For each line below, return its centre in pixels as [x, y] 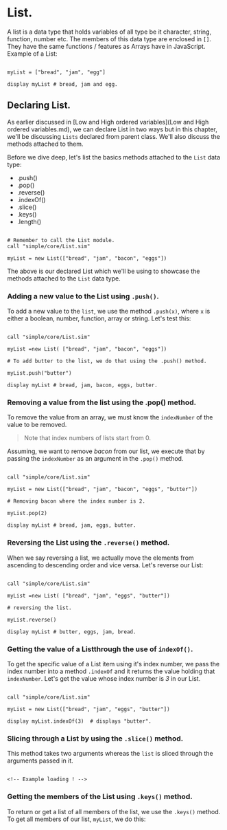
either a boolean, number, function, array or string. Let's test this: [99, 318]
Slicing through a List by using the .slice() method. [95, 739]
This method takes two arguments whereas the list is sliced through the [110, 754]
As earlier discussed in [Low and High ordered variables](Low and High [108, 122]
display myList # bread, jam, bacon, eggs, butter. [82, 385]
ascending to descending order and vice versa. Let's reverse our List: [105, 565]
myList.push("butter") [39, 373]
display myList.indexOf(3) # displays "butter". [80, 721]
